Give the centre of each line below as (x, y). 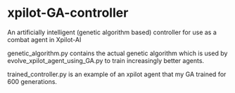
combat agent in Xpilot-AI (44, 39)
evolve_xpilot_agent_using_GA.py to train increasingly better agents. (106, 60)
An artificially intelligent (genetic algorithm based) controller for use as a (112, 32)
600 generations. (32, 81)
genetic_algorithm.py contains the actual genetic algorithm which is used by (118, 53)
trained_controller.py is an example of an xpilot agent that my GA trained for (117, 74)
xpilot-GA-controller (68, 13)
